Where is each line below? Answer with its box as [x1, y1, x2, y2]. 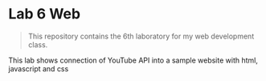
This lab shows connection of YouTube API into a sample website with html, [8, 55, 259, 65]
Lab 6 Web [8, 5, 81, 23]
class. [27, 39, 48, 49]
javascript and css [8, 63, 69, 73]
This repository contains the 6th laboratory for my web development [27, 31, 255, 41]
